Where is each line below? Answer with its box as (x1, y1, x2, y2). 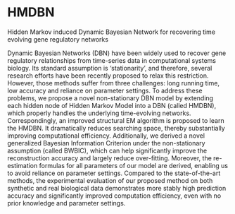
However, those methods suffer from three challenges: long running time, (7, 78, 220, 87)
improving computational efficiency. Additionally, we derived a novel (7, 131, 205, 140)
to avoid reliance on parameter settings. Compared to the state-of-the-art (7, 169, 221, 177)
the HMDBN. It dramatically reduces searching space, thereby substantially (7, 124, 225, 132)
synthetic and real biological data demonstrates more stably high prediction (7, 184, 227, 192)
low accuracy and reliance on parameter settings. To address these (7, 86, 203, 95)
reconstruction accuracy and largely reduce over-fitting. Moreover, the (7, 153, 212, 162)
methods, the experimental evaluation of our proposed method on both (7, 176, 213, 184)
